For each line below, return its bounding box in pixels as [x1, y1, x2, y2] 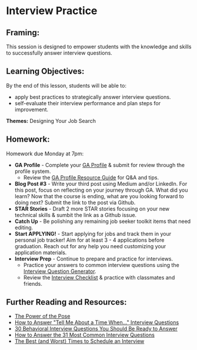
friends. [23, 280, 43, 287]
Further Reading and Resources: [6, 297, 128, 307]
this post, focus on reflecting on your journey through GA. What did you [14, 186, 188, 194]
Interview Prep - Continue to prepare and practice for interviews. [14, 255, 173, 262]
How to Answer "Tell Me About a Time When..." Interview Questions [14, 319, 179, 326]
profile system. [14, 168, 51, 175]
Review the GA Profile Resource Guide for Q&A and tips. [23, 174, 159, 181]
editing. [14, 224, 34, 231]
